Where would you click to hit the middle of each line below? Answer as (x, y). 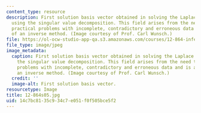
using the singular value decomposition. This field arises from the (100, 23)
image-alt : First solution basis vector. (64, 84)
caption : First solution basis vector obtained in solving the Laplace (103, 56)
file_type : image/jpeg (34, 45)
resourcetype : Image (32, 90)
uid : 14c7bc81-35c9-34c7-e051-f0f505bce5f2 (61, 100)
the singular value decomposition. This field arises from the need (104, 62)
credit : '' (25, 78)
